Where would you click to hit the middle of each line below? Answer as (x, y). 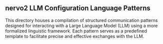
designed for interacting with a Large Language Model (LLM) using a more (81, 25)
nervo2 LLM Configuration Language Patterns (78, 8)
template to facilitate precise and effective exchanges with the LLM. (75, 36)
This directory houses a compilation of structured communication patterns (81, 20)
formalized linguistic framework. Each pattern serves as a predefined (76, 31)
